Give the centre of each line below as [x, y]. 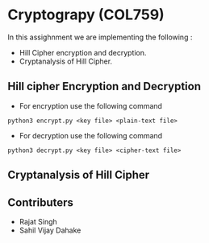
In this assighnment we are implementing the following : [100, 37]
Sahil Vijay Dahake [50, 230]
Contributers [41, 202]
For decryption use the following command [91, 135]
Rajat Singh [38, 221]
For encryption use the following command [91, 105]
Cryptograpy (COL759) [86, 15]
